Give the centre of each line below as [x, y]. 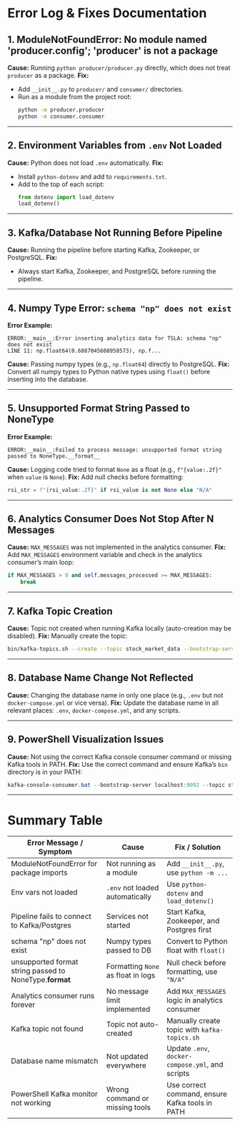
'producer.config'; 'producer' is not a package [113, 50]
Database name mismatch [55, 1061]
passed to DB [129, 950]
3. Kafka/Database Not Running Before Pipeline [115, 232]
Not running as [131, 864]
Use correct [186, 1085]
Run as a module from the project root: [75, 97]
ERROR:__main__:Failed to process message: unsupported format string [115, 450]
